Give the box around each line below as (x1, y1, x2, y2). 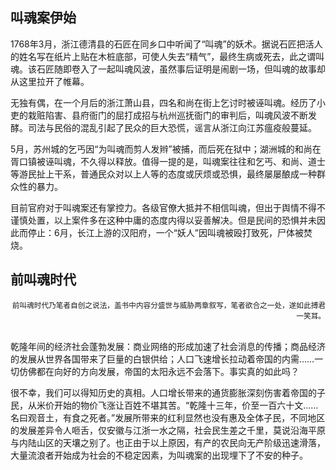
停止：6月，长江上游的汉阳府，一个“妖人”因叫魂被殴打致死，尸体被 (27, 226, 305, 238)
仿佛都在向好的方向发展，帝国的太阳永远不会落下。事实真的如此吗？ (18, 365, 300, 377)
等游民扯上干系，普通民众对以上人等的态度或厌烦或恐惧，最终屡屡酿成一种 (10, 168, 317, 180)
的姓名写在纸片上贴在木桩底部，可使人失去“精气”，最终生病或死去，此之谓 (10, 50, 317, 62)
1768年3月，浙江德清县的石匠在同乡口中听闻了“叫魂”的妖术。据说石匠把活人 (10, 38, 323, 50)
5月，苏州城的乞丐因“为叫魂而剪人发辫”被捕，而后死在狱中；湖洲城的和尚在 (10, 143, 322, 155)
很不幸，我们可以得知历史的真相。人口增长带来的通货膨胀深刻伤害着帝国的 (10, 386, 317, 398)
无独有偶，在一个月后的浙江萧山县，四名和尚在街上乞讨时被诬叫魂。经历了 (10, 96, 317, 108)
